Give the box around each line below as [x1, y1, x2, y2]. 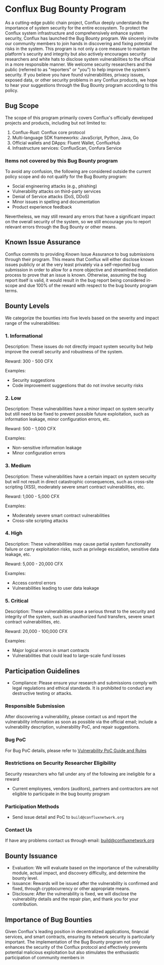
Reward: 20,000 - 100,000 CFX [5, 628, 68, 634]
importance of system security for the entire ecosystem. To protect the [5, 25, 148, 30]
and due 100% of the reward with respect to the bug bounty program [19, 282, 158, 288]
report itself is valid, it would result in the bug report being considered [5, 277, 145, 283]
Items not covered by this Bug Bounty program [5, 157, 118, 164]
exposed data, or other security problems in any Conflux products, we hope [5, 77, 158, 83]
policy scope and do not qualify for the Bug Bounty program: [5, 174, 127, 180]
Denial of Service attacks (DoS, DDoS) [12, 194, 89, 200]
